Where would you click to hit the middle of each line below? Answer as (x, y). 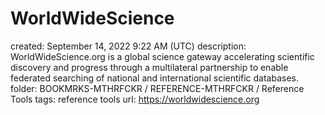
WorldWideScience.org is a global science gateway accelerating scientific (162, 56)
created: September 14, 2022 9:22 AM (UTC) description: (128, 46)
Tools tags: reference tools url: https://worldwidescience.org (135, 99)
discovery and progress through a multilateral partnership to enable (149, 67)
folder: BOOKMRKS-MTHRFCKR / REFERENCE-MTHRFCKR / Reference (157, 88)
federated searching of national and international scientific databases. (154, 78)
